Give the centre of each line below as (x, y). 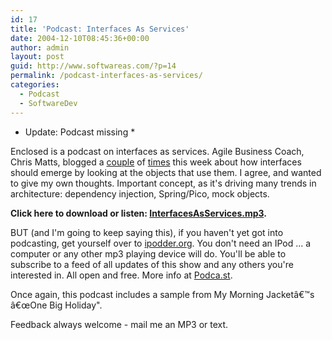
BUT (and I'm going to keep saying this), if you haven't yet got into (147, 232)
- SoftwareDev (48, 103)
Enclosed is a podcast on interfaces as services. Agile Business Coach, (157, 151)
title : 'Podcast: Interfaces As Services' (100, 29)
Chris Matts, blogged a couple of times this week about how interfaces (156, 162)
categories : (35, 85)
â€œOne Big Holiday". (56, 305)
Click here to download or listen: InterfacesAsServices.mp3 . (138, 213)
